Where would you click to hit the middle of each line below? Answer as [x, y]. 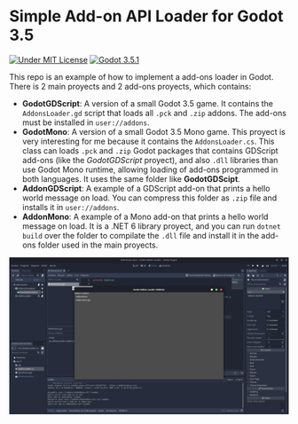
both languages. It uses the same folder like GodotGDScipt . [131, 178]
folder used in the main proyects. [98, 245]
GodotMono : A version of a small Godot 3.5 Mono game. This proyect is [153, 131]
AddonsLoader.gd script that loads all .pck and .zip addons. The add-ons [154, 113]
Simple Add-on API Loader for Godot [146, 16]
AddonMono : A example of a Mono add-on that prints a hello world [145, 216]
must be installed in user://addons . [86, 122]
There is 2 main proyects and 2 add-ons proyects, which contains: [130, 86]
